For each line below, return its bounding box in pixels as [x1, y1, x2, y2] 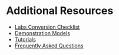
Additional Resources [6, 4, 114, 18]
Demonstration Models [14, 29, 71, 36]
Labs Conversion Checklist [14, 23, 80, 30]
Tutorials [14, 36, 37, 43]
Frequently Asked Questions [14, 42, 84, 49]
